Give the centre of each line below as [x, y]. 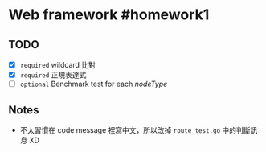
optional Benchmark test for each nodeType [94, 84]
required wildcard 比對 [58, 65]
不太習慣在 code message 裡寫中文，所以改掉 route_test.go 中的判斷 [135, 130]
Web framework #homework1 [109, 15]
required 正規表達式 [53, 75]
